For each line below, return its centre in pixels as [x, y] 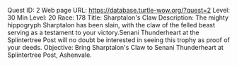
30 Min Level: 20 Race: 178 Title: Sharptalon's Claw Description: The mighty [118, 18]
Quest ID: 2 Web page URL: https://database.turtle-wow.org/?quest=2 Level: [118, 10]
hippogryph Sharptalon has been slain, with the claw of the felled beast [111, 25]
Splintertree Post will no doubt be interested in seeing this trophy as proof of [118, 40]
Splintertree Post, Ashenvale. [50, 55]
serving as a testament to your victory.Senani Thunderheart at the [103, 32]
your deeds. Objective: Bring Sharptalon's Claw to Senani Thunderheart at [116, 47]
